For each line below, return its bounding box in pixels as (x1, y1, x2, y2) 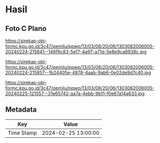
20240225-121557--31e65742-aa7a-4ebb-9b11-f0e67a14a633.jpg (5, 91, 145, 96)
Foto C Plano (5, 24, 47, 33)
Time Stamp (8, 129, 37, 136)
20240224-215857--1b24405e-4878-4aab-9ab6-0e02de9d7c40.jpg (5, 69, 151, 76)
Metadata (5, 105, 37, 114)
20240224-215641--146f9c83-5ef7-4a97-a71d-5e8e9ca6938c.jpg (5, 49, 147, 55)
